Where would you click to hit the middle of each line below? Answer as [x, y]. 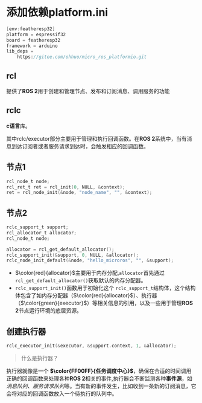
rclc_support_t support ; [37, 227]
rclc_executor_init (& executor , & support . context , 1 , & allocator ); [91, 346]
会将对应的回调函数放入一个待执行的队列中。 [62, 394]
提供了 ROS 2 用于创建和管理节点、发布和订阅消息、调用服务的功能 [88, 91]
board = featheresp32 [33, 40]
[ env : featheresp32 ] [31, 29]
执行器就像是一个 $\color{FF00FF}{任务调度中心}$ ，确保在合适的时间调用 [99, 371]
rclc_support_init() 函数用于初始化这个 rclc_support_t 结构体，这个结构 [105, 288]
